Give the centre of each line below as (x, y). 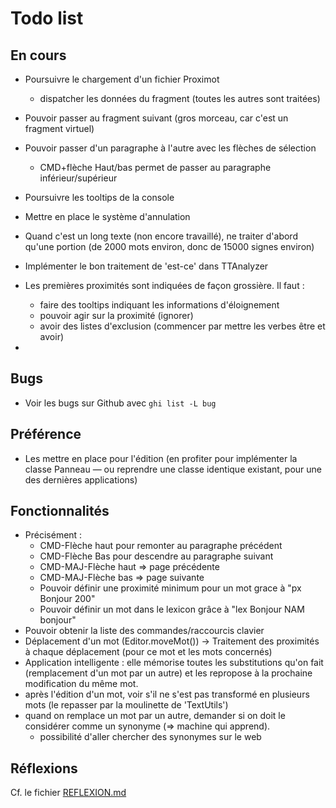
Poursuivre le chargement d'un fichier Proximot (122, 79)
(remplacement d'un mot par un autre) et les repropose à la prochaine (168, 673)
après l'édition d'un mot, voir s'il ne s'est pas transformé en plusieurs (167, 694)
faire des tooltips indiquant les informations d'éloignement (159, 305)
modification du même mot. (81, 684)
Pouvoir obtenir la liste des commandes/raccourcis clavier (144, 631)
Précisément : (53, 535)
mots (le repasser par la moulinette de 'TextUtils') (126, 705)
